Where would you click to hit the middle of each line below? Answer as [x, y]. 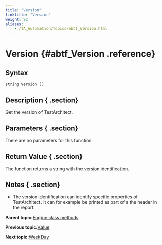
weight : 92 [17, 19]
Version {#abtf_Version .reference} [80, 54]
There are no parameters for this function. [49, 140]
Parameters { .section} [42, 128]
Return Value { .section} [44, 156]
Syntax [17, 72]
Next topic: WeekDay [27, 237]
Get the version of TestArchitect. [39, 112]
